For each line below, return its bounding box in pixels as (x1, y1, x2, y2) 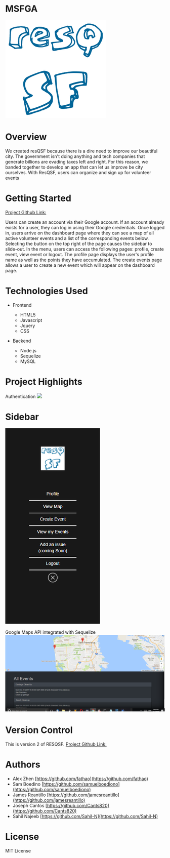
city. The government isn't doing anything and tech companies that (5, 153, 145, 159)
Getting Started (5, 193, 72, 204)
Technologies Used (5, 285, 89, 297)
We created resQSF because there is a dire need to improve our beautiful (5, 148, 158, 154)
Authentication (5, 393, 36, 399)
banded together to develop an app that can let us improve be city (5, 164, 143, 170)
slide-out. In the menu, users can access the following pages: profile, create (5, 246, 164, 252)
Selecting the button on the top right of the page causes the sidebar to (5, 240, 152, 247)
